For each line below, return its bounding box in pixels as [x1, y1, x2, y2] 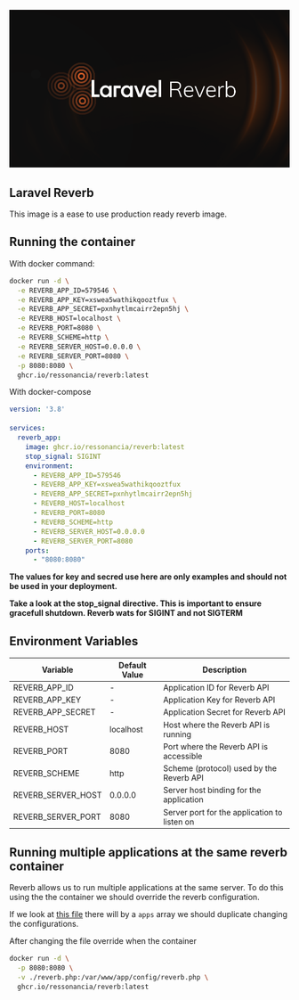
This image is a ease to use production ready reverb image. [9, 209, 227, 219]
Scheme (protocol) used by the [163, 763, 278, 774]
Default [118, 660, 147, 670]
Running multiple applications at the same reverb [9, 844, 287, 860]
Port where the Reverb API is [163, 741, 269, 751]
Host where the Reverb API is [163, 719, 271, 730]
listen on [163, 816, 195, 827]
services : [9, 424, 46, 433]
